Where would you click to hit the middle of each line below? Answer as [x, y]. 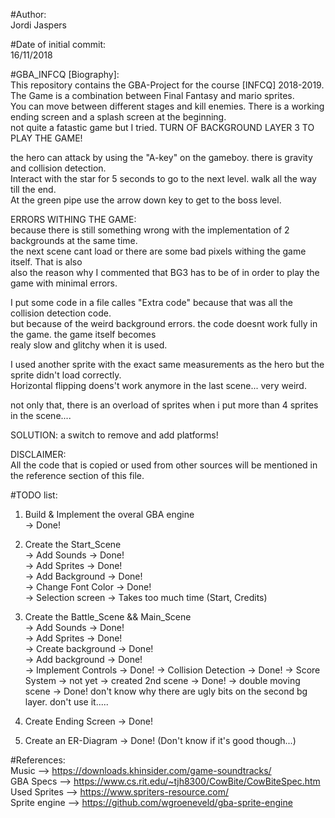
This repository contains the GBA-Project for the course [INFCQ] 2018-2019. [167, 85]
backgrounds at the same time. [74, 240]
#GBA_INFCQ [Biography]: [65, 74]
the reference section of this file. [77, 475]
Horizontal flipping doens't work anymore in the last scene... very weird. [158, 385]
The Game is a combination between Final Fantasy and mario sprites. [152, 95]
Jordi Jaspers [38, 25]
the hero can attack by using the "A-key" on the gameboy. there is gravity [161, 157]
